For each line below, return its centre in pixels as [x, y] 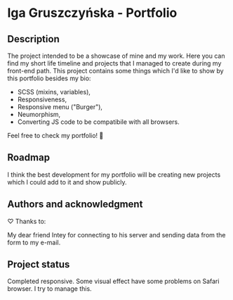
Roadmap [29, 157]
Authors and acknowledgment [75, 205]
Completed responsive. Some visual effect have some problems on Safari [113, 281]
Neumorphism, [39, 114]
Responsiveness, [42, 99]
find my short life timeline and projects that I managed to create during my [114, 63]
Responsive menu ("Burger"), [60, 107]
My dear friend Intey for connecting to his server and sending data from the [116, 235]
